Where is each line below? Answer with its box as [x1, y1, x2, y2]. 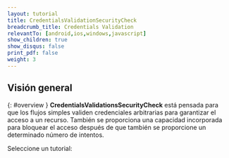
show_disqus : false [7, 43, 65, 50]
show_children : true [7, 37, 68, 44]
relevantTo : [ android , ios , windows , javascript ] [7, 29, 147, 37]
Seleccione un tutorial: [7, 144, 73, 152]
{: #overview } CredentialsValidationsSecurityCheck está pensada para [7, 100, 218, 109]
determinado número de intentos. [7, 131, 104, 139]
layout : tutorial [7, 10, 58, 18]
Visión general [7, 82, 73, 94]
